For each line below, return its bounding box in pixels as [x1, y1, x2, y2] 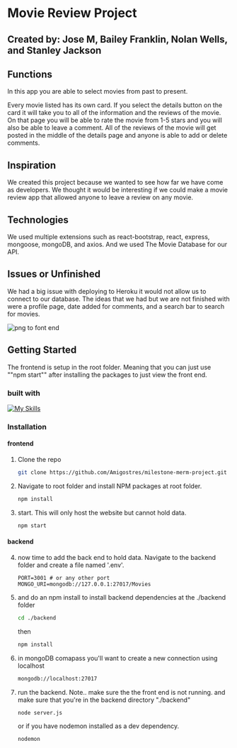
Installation [7, 422, 47, 431]
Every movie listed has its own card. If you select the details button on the [7, 101, 223, 109]
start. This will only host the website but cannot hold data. [17, 508, 187, 517]
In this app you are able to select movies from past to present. [7, 87, 188, 96]
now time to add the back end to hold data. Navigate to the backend [17, 553, 216, 561]
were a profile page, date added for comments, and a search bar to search [7, 302, 225, 310]
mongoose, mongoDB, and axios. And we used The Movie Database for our [7, 240, 228, 249]
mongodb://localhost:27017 [17, 675, 98, 682]
